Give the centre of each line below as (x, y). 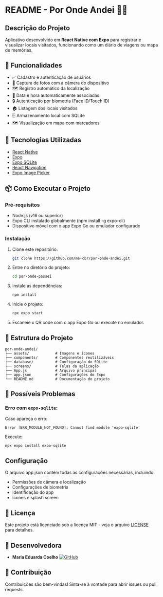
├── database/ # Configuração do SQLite (56, 362)
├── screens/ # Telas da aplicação (52, 366)
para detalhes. (19, 530)
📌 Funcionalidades (34, 66)
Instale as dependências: (37, 286)
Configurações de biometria (40, 487)
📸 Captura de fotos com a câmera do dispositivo (61, 83)
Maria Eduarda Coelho (35, 557)
